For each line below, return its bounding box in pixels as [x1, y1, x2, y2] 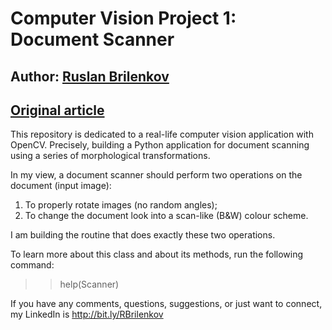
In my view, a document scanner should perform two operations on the [10, 169, 303, 181]
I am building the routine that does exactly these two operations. [10, 229, 276, 241]
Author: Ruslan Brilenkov [10, 68, 170, 85]
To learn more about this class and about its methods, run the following [10, 248, 304, 261]
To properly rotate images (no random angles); [24, 199, 218, 211]
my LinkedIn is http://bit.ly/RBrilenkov [10, 308, 164, 321]
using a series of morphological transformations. [10, 150, 211, 162]
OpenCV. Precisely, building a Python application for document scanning [10, 139, 310, 151]
